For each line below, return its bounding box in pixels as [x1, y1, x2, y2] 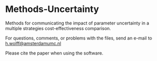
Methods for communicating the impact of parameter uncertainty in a [5, 20, 149, 26]
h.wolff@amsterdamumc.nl [5, 40, 62, 46]
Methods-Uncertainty [5, 3, 99, 15]
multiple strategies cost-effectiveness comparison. [5, 25, 111, 31]
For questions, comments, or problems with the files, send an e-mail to [5, 35, 152, 41]
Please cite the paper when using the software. [5, 50, 103, 56]
